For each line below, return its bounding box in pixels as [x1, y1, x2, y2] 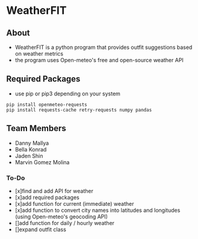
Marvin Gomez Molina [14, 158, 70, 166]
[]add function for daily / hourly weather [14, 219, 115, 226]
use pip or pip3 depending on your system [14, 90, 120, 97]
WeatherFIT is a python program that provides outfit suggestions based [14, 43, 193, 51]
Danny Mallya [14, 139, 49, 147]
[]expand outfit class [14, 226, 66, 233]
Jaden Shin [14, 152, 43, 159]
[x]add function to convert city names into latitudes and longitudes [14, 206, 181, 214]
